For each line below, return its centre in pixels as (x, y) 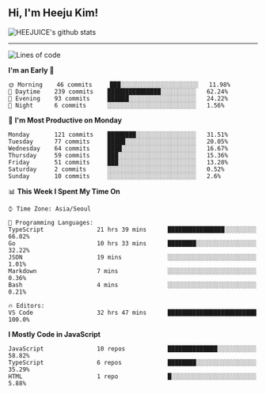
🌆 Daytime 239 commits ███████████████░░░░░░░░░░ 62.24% (118, 91)
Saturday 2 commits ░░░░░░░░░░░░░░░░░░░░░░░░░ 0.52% (116, 169)
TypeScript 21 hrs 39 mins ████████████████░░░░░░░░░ (133, 229)
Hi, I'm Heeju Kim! (53, 13)
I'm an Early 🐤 (31, 70)
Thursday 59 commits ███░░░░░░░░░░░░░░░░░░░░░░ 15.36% (118, 155)
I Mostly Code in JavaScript (55, 334)
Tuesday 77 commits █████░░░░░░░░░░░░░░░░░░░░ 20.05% (118, 142)
